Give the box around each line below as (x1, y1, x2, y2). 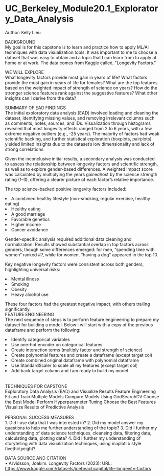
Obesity (11, 286, 27, 292)
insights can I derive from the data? (5, 95, 77, 101)
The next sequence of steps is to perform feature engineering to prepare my (5, 317, 159, 322)
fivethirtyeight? (5, 446, 36, 452)
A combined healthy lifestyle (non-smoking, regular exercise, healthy (11, 195, 150, 201)
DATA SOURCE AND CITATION (5, 455, 67, 461)
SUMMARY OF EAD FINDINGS (5, 105, 66, 111)
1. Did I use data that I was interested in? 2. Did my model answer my (5, 419, 143, 426)
